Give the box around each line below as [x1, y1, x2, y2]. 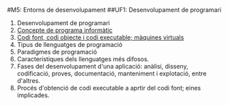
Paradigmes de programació [16, 48, 98, 56]
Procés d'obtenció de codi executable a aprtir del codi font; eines [16, 84, 201, 92]
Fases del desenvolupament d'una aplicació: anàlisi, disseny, [16, 63, 189, 70]
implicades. [16, 91, 50, 99]
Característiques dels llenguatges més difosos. [16, 55, 149, 63]
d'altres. [16, 77, 41, 84]
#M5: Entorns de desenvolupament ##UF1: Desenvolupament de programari [7, 6, 222, 14]
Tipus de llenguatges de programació [16, 41, 123, 48]
